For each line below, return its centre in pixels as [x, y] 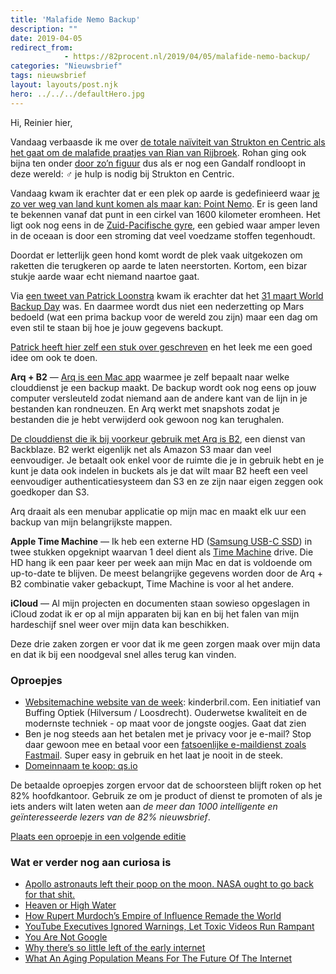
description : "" [44, 29]
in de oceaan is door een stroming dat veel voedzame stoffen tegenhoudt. [163, 235]
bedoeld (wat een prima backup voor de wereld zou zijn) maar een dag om [164, 317]
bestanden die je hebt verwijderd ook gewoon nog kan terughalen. [147, 419]
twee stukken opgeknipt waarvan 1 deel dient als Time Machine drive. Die [162, 552]
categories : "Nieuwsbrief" [66, 66]
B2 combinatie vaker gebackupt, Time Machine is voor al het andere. [152, 583]
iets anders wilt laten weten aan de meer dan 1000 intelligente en [144, 806]
